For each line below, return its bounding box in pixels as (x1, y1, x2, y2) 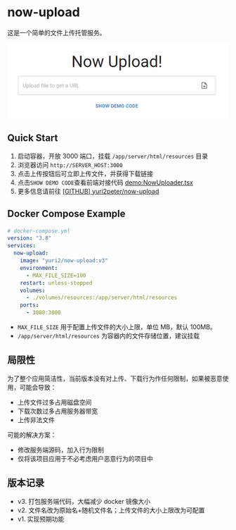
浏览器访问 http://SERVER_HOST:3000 (17, 160, 123, 169)
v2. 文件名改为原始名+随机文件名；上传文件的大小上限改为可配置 (17, 505, 205, 514)
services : (7, 242, 37, 249)
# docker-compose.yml (7, 227, 71, 235)
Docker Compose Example (7, 208, 126, 220)
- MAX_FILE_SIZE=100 (25, 272, 86, 279)
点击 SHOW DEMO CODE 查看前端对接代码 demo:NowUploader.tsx (17, 178, 193, 187)
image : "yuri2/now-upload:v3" (20, 257, 109, 264)
